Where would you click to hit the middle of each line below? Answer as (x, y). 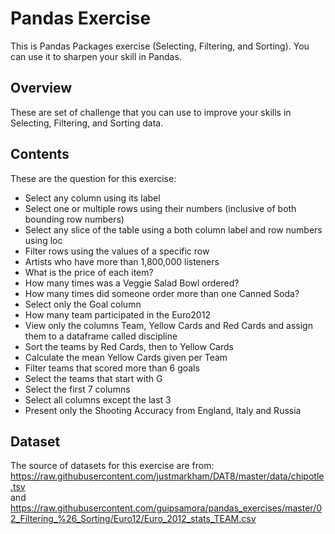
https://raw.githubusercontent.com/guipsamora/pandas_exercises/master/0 (166, 508)
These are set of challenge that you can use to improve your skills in (151, 112)
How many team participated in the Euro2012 (117, 314)
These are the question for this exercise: (93, 178)
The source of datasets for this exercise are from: (112, 466)
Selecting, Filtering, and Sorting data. (87, 123)
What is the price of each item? (89, 272)
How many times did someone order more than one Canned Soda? (162, 293)
